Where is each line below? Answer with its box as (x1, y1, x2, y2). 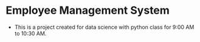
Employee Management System (5, 4, 170, 17)
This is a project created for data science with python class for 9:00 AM (14, 23, 195, 31)
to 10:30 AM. (14, 29, 47, 37)
